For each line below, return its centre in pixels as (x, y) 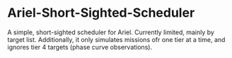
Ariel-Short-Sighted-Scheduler (101, 13)
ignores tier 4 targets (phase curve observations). (80, 47)
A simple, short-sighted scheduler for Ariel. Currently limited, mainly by (111, 32)
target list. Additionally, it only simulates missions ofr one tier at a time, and (116, 39)
